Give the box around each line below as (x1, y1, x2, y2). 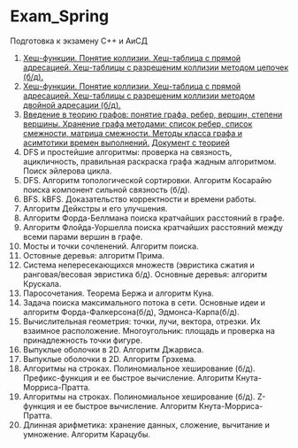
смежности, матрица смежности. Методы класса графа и (22, 127, 242, 138)
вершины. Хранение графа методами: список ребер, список (22, 118, 253, 129)
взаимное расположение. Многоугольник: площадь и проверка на (22, 325, 275, 336)
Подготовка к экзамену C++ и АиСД (10, 35, 149, 46)
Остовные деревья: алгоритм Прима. (22, 250, 164, 260)
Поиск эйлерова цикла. (22, 166, 112, 176)
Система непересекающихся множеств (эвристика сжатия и (22, 259, 256, 270)
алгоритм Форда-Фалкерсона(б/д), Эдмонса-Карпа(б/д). (22, 306, 240, 317)
